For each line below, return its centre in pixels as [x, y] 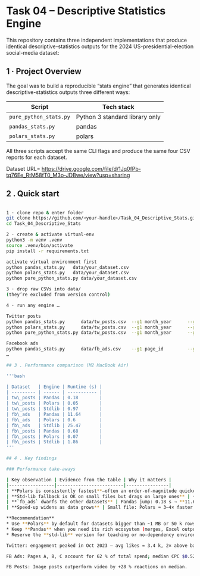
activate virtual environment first [51, 262]
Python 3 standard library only [118, 117]
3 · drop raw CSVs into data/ [44, 289]
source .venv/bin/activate [40, 245]
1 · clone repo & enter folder [45, 212]
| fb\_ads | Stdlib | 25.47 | [54, 425]
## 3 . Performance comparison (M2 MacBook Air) [68, 365]
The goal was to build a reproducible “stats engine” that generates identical [99, 86]
